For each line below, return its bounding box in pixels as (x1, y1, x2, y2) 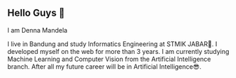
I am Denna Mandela (7, 26, 68, 34)
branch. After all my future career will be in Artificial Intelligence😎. (7, 62, 202, 71)
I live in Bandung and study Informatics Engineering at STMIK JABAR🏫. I (7, 40, 218, 48)
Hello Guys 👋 (7, 7, 65, 19)
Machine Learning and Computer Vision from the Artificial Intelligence (7, 55, 211, 63)
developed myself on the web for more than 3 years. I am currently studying (7, 47, 230, 55)
